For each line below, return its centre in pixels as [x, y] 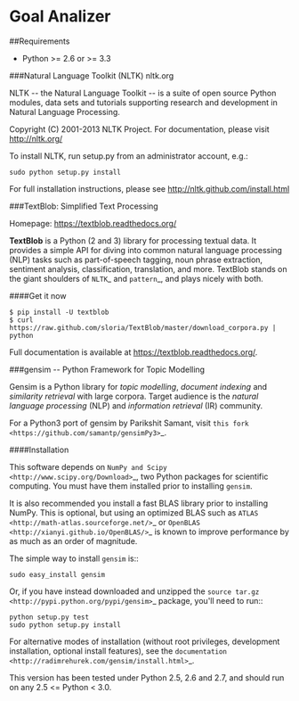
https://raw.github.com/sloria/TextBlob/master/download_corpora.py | [143, 327]
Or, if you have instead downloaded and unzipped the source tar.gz [134, 591]
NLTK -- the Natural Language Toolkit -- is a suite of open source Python [143, 93]
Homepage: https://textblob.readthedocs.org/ [93, 223]
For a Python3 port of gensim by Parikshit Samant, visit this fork [129, 423]
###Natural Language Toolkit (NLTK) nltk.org [92, 75]
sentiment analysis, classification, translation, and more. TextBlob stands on [148, 268]
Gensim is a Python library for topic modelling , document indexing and [138, 386]
